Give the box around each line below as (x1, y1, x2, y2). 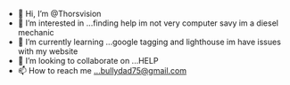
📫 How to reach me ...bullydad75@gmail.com (17, 66, 187, 75)
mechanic (17, 27, 55, 37)
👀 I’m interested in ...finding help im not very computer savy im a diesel (17, 18, 279, 28)
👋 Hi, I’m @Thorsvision (17, 9, 102, 19)
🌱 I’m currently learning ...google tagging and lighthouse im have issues (17, 36, 281, 47)
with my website (17, 46, 79, 57)
